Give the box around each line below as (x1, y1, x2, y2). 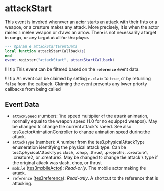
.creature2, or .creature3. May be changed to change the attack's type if (12, 154, 158, 161)
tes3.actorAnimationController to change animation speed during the (12, 129, 150, 134)
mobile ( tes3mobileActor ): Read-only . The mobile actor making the (12, 165, 146, 171)
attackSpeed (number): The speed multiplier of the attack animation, (12, 113, 149, 119)
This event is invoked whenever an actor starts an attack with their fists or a (5, 19, 157, 25)
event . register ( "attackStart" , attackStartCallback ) (5, 57, 115, 62)
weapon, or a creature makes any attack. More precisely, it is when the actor (5, 24, 159, 30)
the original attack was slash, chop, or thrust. (12, 160, 103, 166)
